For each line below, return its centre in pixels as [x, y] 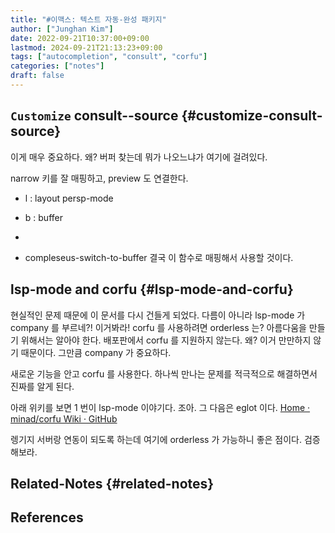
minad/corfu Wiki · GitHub [64, 418]
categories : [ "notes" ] [57, 66]
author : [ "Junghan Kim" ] [62, 29]
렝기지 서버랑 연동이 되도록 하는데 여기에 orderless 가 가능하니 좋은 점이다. [156, 439]
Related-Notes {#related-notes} [112, 483]
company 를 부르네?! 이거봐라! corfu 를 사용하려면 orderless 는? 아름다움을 [158, 327]
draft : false [37, 76]
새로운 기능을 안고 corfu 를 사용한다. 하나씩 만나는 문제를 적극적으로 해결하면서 [164, 373]
